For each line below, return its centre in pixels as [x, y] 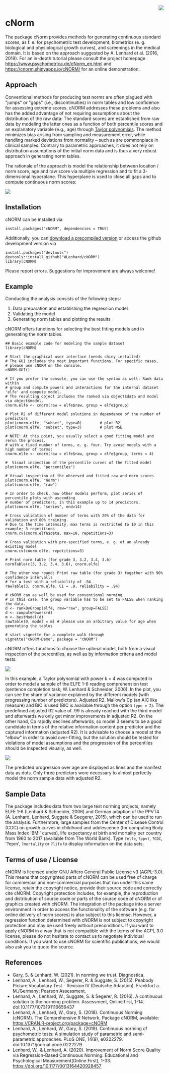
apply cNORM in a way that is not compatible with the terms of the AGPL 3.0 [84, 931]
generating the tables [29, 626]
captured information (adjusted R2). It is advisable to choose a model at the [83, 732]
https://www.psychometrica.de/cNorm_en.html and [58, 64]
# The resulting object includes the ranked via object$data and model [82, 397]
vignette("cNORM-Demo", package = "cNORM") [52, 639]
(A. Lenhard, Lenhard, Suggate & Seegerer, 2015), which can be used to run [83, 817]
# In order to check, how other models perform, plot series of [74, 494]
